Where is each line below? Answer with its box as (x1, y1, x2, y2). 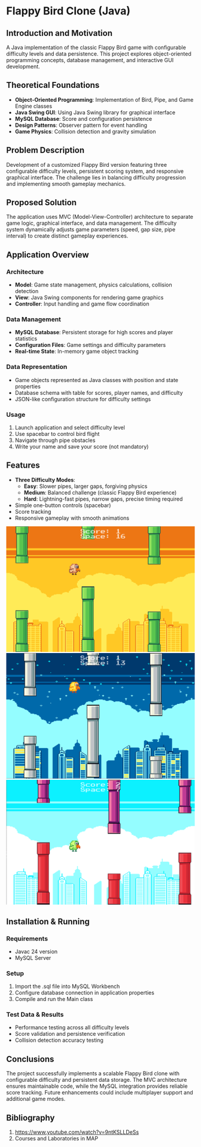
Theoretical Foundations (6, 80, 100, 90)
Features (6, 460, 40, 471)
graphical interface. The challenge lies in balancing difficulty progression (6, 173, 186, 181)
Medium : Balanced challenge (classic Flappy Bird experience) (23, 489, 177, 496)
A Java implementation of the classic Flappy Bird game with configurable (6, 44, 187, 51)
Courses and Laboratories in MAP (14, 1135, 99, 1142)
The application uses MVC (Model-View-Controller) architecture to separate (6, 213, 193, 221)
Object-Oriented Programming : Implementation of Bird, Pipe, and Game (14, 96, 194, 103)
